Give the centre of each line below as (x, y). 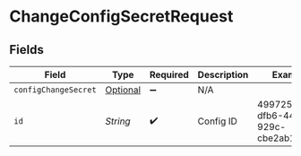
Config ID (217, 121)
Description (223, 75)
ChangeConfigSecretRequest (121, 17)
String (118, 121)
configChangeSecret (55, 90)
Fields (27, 50)
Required (169, 75)
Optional (123, 90)
